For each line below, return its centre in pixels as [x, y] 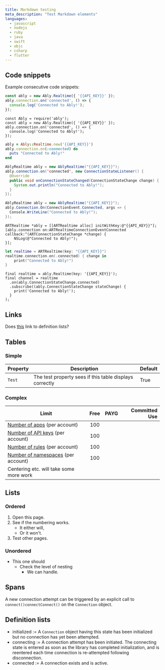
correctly [44, 383]
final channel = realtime [31, 278]
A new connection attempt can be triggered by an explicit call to [70, 599]
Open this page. [28, 517]
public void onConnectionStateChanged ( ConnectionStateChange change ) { [84, 180]
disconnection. [27, 658]
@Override [19, 176]
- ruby [16, 32]
